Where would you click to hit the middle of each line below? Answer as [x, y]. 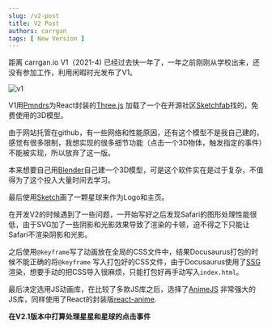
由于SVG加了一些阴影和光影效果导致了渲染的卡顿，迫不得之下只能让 [136, 225]
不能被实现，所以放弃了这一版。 [62, 153]
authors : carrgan [38, 31]
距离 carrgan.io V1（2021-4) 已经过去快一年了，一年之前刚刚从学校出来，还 [134, 62]
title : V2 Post [34, 23]
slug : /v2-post [34, 16]
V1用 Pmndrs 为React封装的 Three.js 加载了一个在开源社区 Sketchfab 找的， [130, 105]
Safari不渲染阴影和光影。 [50, 234]
